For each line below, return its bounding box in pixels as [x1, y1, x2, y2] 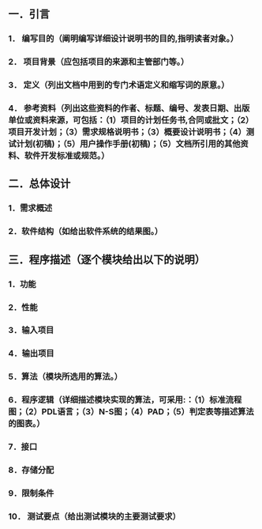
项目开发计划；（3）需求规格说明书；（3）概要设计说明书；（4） [8, 127, 247, 138]
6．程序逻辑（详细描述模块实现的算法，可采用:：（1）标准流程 [8, 395, 242, 406]
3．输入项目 [8, 325, 54, 336]
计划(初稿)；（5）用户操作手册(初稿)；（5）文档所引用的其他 [16, 138, 241, 149]
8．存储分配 [8, 465, 54, 476]
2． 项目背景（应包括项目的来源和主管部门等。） [8, 56, 189, 67]
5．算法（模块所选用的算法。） [8, 371, 123, 382]
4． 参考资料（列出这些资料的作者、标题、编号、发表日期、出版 [8, 103, 250, 114]
